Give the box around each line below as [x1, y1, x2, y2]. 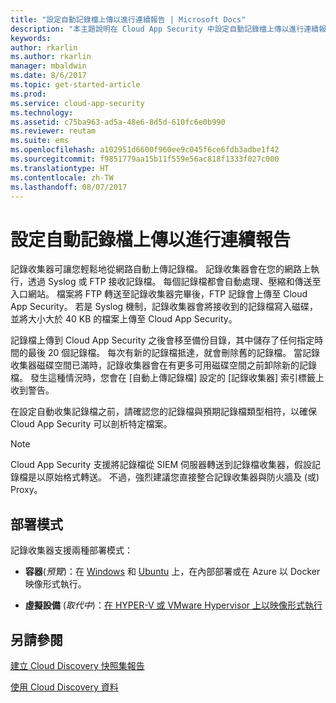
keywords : [10, 33, 52, 43]
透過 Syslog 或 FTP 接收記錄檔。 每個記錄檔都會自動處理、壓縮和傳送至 [27, 276, 322, 288]
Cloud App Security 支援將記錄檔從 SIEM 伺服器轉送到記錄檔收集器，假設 [10, 459, 313, 471]
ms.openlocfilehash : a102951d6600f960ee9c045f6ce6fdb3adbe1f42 [10, 145, 280, 155]
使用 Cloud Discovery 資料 [10, 681, 119, 693]
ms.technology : [10, 107, 74, 118]
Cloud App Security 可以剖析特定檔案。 [10, 418, 173, 430]
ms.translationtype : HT [10, 163, 110, 173]
